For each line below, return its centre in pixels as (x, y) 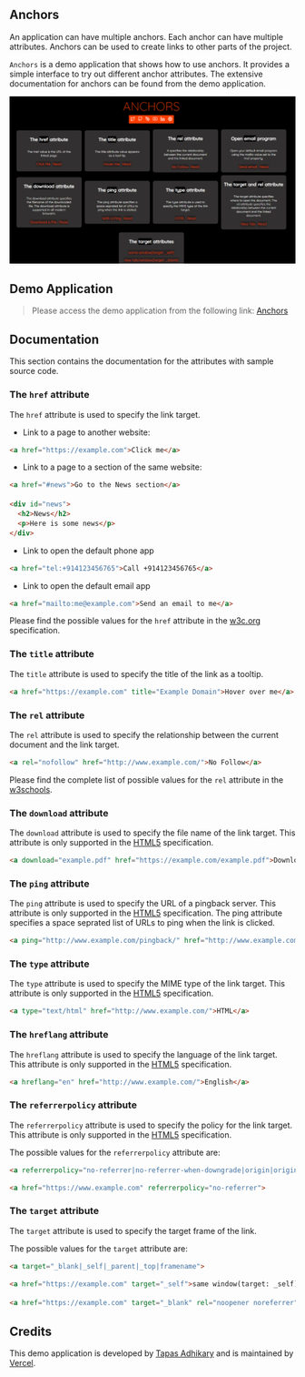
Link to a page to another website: (86, 432)
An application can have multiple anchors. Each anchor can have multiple (147, 36)
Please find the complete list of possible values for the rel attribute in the (147, 780)
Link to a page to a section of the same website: (112, 467)
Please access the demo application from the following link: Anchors (160, 311)
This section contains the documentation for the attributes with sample (142, 361)
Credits (31, 1331)
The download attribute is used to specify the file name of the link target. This (152, 833)
